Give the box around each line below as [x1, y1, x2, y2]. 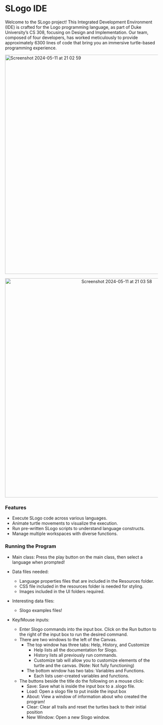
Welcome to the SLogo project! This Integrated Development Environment [5, 19, 152, 25]
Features [5, 504, 27, 511]
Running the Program [5, 543, 57, 550]
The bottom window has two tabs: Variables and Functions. [26, 668, 145, 673]
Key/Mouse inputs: [12, 617, 49, 623]
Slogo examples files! [19, 607, 62, 613]
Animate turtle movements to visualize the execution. [12, 520, 118, 526]
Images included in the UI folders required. [19, 588, 105, 594]
